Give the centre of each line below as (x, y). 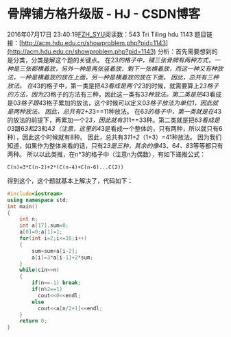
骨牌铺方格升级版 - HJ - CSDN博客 (104, 14)
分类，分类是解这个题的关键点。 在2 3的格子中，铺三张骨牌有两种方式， (113, 60)
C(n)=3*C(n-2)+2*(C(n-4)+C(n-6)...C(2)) (66, 167)
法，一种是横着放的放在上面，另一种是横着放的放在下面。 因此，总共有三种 (113, 77)
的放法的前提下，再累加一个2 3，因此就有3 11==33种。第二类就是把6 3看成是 (114, 120)
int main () (23, 206)
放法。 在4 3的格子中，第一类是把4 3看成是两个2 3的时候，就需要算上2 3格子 (113, 86)
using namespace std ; (38, 200)
